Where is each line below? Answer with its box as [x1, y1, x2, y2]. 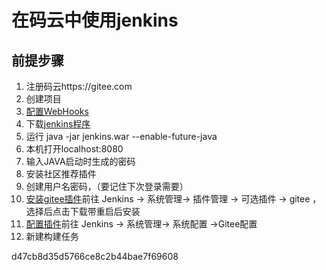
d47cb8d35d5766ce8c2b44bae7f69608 [11, 251, 179, 262]
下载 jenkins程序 [25, 118, 91, 130]
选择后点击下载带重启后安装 [25, 206, 141, 217]
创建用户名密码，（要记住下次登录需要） [25, 181, 189, 192]
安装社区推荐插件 [25, 168, 97, 180]
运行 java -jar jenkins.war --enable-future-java [25, 131, 218, 142]
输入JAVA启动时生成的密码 [25, 156, 136, 167]
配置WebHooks [25, 106, 89, 117]
